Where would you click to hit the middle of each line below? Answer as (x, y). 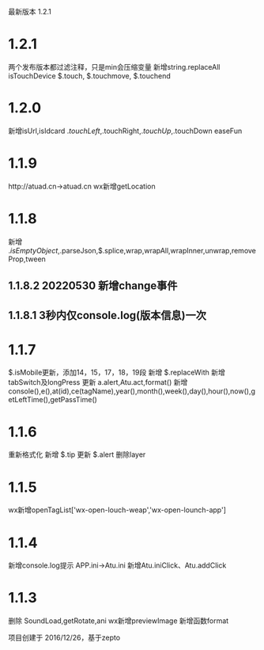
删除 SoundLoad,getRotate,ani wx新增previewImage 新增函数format (119, 621)
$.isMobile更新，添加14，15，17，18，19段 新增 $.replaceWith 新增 (117, 373)
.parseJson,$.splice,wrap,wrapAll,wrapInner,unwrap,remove (158, 250)
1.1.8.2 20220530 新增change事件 (93, 286)
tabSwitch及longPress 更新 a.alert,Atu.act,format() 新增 (98, 382)
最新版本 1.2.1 (30, 11)
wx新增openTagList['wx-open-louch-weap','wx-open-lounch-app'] (117, 510)
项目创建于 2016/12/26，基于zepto (64, 638)
